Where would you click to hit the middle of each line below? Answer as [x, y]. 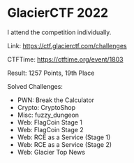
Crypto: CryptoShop [46, 107]
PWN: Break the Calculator [56, 100]
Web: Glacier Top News [51, 152]
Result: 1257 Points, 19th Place [51, 73]
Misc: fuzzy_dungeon [48, 115]
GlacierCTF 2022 [58, 13]
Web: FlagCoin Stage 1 [50, 122]
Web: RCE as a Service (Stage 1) [64, 137]
